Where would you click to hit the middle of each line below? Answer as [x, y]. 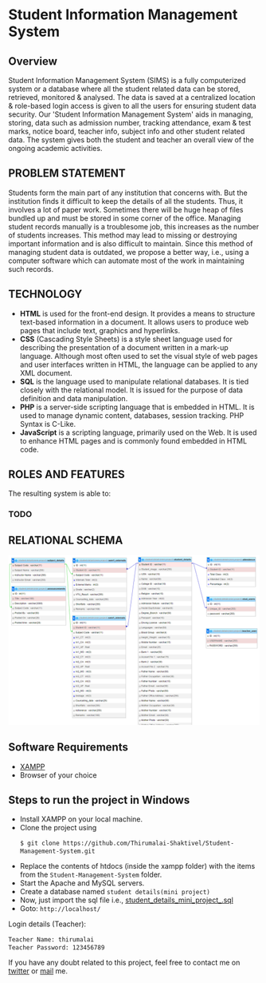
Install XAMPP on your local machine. [81, 819]
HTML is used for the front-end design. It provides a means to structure [137, 313]
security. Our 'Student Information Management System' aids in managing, [131, 114]
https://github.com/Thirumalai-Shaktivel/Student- [149, 844]
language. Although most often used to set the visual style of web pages [139, 356]
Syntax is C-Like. [48, 424]
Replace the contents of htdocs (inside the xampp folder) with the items [137, 866]
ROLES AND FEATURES [66, 474]
